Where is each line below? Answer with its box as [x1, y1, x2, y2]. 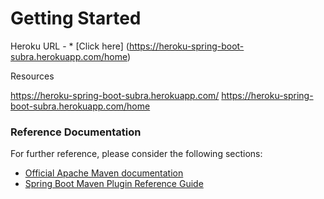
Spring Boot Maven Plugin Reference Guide [24, 178, 204, 190]
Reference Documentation [10, 125, 142, 139]
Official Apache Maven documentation [24, 167, 184, 179]
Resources [10, 70, 55, 82]
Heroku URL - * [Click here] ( [10, 40, 130, 52]
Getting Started [10, 7, 142, 30]
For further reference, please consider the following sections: [10, 148, 263, 160]
